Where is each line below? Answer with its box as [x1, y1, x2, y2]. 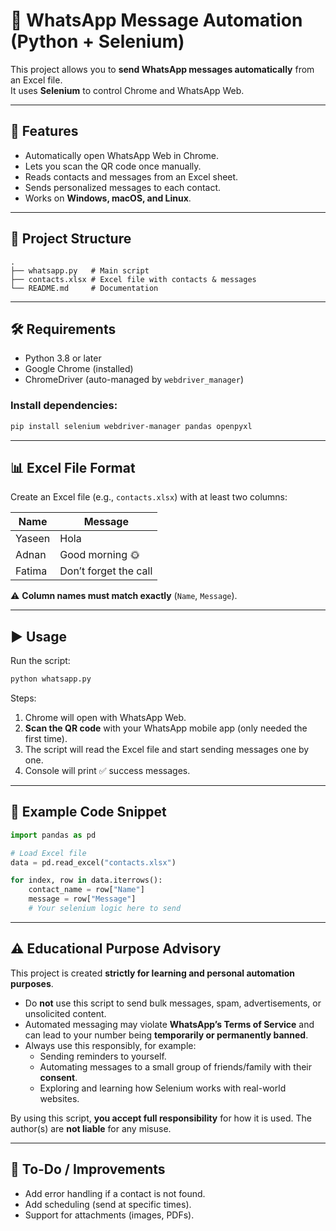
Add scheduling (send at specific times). [24, 1198, 192, 1210]
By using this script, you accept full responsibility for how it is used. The [10, 1112, 312, 1124]
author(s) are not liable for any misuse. [10, 1122, 172, 1134]
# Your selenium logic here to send [28, 904, 182, 914]
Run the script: [10, 655, 71, 667]
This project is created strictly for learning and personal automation [10, 967, 295, 979]
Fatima [15, 564, 48, 578]
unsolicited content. [24, 1007, 107, 1019]
